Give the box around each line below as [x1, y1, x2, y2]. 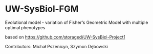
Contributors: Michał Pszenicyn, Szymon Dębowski [5, 43, 108, 49]
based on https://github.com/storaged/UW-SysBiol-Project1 [5, 34, 126, 40]
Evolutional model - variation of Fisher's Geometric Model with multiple [5, 19, 148, 25]
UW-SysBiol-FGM [5, 3, 79, 15]
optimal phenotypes [5, 24, 45, 30]
